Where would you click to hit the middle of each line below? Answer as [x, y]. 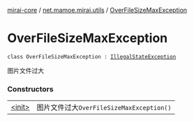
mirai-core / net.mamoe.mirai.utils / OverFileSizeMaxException [97, 10]
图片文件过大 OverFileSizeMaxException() [104, 107]
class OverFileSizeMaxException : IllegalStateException [92, 56]
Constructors [30, 89]
